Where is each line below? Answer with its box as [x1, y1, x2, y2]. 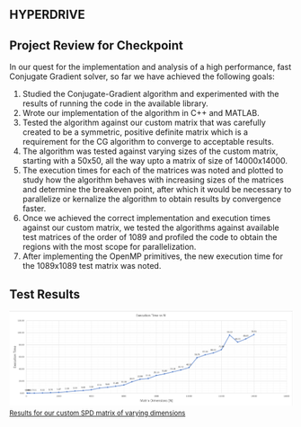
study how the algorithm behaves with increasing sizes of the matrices [22, 174, 285, 185]
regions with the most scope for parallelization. [22, 242, 197, 253]
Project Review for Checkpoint [9, 38, 184, 53]
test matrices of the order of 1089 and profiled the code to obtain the [22, 232, 278, 243]
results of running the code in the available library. [22, 98, 208, 109]
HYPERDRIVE [9, 7, 85, 22]
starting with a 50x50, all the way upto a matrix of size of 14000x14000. [22, 156, 288, 166]
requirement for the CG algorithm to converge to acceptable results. [22, 137, 274, 147]
